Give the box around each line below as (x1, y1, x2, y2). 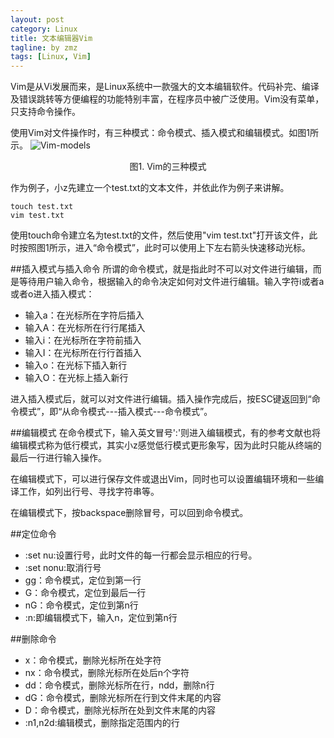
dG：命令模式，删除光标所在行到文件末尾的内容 (24, 692, 222, 704)
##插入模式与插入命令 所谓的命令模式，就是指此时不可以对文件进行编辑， (10, 263, 313, 275)
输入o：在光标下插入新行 (24, 359, 128, 371)
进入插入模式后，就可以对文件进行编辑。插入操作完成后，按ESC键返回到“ (10, 393, 312, 405)
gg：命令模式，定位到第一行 (24, 574, 142, 586)
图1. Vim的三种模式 (129, 161, 207, 173)
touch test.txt (10, 202, 74, 212)
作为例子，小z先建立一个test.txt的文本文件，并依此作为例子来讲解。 (10, 182, 290, 194)
